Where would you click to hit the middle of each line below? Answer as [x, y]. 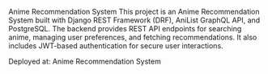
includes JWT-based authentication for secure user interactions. [116, 46]
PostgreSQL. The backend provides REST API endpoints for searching [125, 29]
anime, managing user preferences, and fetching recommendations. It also [133, 37]
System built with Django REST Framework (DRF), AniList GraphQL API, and [134, 20]
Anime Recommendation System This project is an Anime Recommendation [134, 12]
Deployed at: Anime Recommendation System [85, 61]
